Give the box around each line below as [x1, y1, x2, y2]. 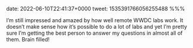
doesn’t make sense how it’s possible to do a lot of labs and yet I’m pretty [6, 23, 188, 30]
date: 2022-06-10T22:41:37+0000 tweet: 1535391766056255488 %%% [6, 5, 185, 12]
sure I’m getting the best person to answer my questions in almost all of [6, 29, 183, 37]
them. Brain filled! [6, 36, 50, 43]
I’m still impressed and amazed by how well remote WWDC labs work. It [6, 17, 184, 23]
